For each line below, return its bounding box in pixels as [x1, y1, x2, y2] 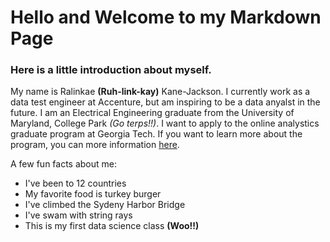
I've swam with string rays [24, 209, 133, 221]
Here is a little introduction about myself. [10, 63, 212, 77]
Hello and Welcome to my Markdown [10, 6, 322, 29]
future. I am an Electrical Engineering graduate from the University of [10, 107, 295, 119]
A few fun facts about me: [10, 158, 118, 170]
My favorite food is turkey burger [24, 188, 162, 200]
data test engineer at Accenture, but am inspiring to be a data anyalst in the [10, 96, 321, 108]
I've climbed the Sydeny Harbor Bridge [24, 199, 186, 211]
